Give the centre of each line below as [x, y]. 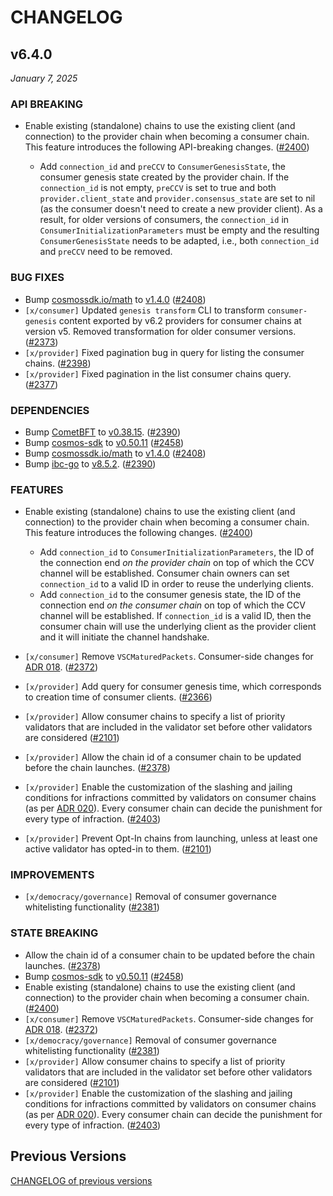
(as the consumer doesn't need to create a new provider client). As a [181, 209]
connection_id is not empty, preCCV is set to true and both [158, 188]
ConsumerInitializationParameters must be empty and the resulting [179, 230]
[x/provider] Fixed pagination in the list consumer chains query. [158, 373]
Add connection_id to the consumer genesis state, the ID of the [170, 595]
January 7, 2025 [44, 78]
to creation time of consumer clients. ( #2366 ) [118, 697]
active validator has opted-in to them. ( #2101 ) [118, 849]
